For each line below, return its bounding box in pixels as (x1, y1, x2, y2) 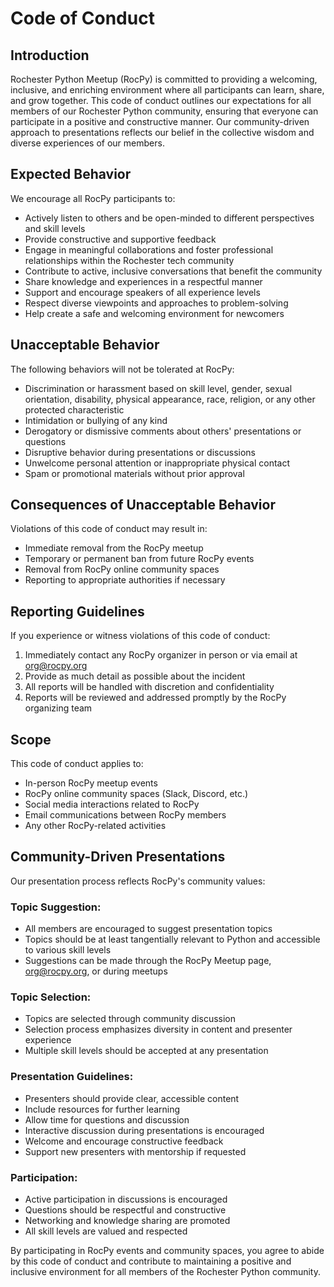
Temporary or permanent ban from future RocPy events (24, 553, 255, 565)
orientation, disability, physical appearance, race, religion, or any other (24, 393, 316, 405)
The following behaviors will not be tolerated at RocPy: (10, 363, 235, 375)
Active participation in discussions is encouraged (24, 1193, 228, 1206)
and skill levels (24, 222, 86, 234)
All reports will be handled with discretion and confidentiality (24, 681, 275, 693)
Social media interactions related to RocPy (24, 798, 200, 811)
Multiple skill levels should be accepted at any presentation (24, 1045, 269, 1057)
